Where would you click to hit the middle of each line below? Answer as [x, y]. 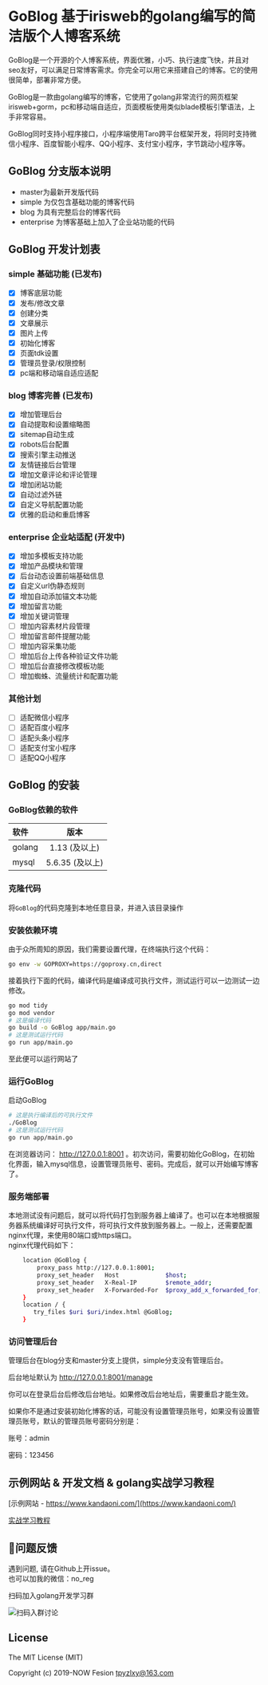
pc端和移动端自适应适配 [59, 372]
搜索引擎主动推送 [48, 455]
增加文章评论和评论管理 [58, 474]
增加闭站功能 [41, 484]
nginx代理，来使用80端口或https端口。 [72, 1235]
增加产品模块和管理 [51, 566]
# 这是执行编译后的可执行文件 [51, 1116]
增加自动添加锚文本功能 [58, 596]
